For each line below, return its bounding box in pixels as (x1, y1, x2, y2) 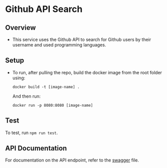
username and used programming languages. (12, 42, 106, 48)
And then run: (12, 93, 41, 99)
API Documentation (5, 144, 67, 153)
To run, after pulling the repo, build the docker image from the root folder (12, 69, 162, 75)
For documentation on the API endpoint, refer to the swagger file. (5, 157, 139, 163)
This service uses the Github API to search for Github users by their (12, 36, 151, 42)
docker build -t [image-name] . (12, 84, 80, 89)
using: (12, 75, 25, 81)
